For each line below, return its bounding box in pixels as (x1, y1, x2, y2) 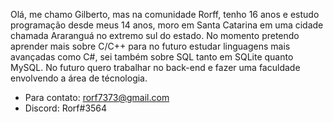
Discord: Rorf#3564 (24, 102, 108, 114)
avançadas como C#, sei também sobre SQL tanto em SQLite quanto (10, 51, 294, 63)
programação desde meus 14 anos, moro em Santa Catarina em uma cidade (10, 19, 324, 31)
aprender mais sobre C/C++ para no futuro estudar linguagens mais (10, 40, 291, 52)
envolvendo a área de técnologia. (10, 72, 148, 84)
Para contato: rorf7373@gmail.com (24, 92, 170, 103)
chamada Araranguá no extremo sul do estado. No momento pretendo (10, 30, 300, 41)
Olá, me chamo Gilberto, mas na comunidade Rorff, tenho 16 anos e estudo (10, 9, 320, 20)
